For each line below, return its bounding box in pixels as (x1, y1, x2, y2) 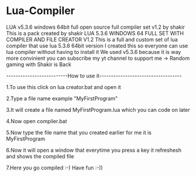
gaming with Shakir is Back (6, 60, 72, 68)
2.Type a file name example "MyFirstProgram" (6, 95, 118, 102)
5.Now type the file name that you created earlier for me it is (6, 129, 151, 136)
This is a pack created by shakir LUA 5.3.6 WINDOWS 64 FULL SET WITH (6, 29, 184, 36)
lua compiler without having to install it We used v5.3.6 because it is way (6, 48, 181, 55)
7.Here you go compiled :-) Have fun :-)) (6, 164, 103, 171)
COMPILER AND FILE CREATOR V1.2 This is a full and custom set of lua (6, 36, 178, 43)
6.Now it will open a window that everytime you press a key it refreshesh (6, 147, 182, 154)
